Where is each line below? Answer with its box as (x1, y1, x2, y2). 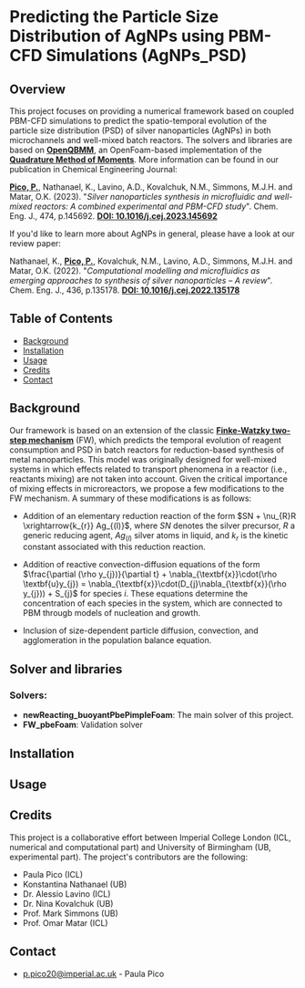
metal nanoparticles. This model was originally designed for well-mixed (9, 453, 278, 464)
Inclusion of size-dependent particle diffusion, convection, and (22, 625, 259, 636)
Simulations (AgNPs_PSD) (45, 46, 248, 66)
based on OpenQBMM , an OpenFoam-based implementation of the (9, 144, 262, 155)
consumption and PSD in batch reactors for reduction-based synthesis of (9, 444, 285, 455)
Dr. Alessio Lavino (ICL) (22, 888, 111, 900)
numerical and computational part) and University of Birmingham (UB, (9, 841, 271, 852)
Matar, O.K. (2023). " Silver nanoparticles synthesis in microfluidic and (9, 192, 272, 202)
